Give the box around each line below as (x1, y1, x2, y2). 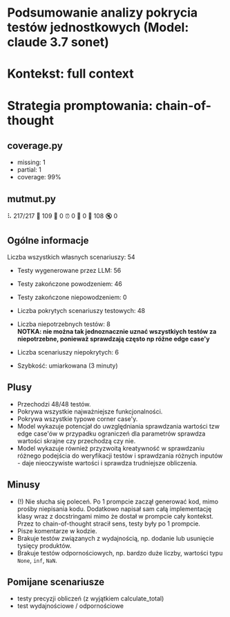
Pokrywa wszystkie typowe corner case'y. (17, 414, 138, 423)
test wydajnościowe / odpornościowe (17, 602, 124, 610)
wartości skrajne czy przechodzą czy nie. (17, 436, 136, 445)
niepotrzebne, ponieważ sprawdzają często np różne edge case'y (17, 334, 210, 343)
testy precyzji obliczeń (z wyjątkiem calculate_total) (17, 594, 164, 603)
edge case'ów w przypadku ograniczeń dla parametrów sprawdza (17, 429, 206, 438)
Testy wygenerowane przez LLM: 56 (17, 267, 122, 274)
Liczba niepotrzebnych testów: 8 (17, 320, 111, 328)
